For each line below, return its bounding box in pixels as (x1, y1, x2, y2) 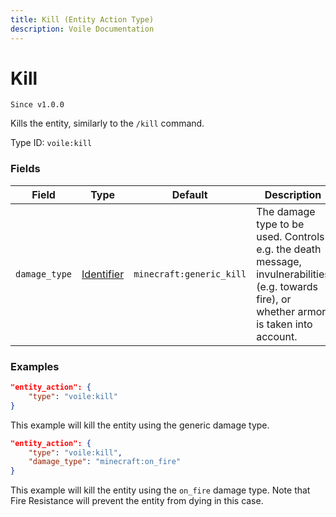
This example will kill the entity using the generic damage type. (10, 419, 270, 431)
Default (171, 187, 208, 201)
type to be (256, 217, 305, 231)
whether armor (256, 304, 327, 318)
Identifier (81, 267, 125, 281)
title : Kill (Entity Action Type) (10, 14, 155, 25)
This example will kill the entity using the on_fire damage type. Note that (10, 484, 311, 496)
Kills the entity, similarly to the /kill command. (10, 117, 205, 130)
